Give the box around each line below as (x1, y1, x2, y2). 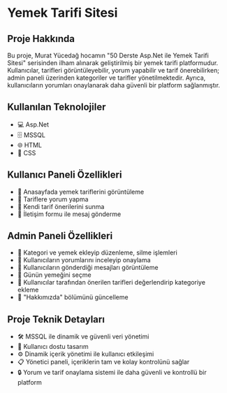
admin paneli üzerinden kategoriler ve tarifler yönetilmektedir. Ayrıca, (7, 73, 206, 82)
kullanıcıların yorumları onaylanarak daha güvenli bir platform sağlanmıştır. (7, 81, 221, 89)
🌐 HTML (17, 141, 42, 149)
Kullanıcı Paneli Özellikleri (7, 169, 122, 181)
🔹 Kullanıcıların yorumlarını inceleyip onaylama (17, 256, 152, 264)
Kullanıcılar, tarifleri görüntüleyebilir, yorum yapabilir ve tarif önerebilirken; (7, 66, 220, 74)
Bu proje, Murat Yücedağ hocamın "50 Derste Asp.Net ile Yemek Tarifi (7, 51, 210, 59)
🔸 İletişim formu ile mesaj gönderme (17, 210, 122, 218)
